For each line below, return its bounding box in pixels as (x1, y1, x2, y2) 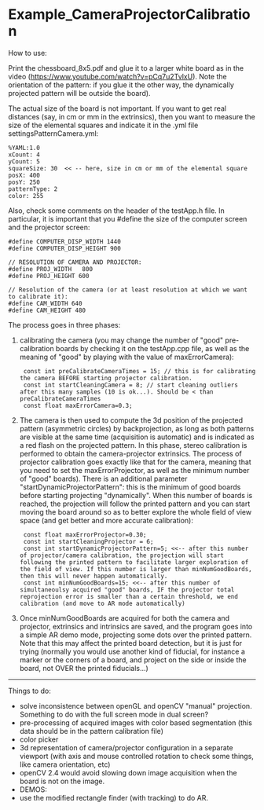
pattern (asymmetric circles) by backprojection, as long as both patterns (19, 423, 255, 433)
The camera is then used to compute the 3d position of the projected (19, 415, 244, 425)
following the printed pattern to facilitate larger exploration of (19, 558, 249, 566)
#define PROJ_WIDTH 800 (8, 265, 93, 273)
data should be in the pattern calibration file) (19, 726, 163, 735)
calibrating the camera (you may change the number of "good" (19, 335, 224, 345)
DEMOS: (19, 784, 47, 794)
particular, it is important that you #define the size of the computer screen (8, 214, 247, 223)
